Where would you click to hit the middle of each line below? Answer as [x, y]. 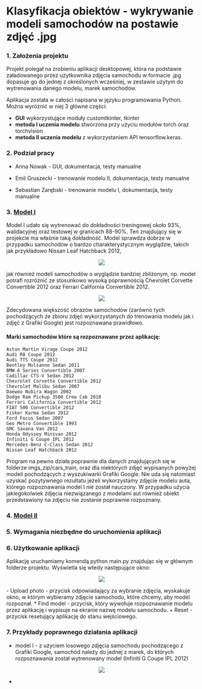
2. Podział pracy [30, 153]
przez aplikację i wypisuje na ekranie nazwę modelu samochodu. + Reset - [99, 610]
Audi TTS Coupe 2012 [32, 360]
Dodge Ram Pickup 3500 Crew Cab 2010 [54, 397]
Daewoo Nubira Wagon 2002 [39, 392]
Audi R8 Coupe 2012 [31, 355]
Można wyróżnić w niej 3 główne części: [57, 107]
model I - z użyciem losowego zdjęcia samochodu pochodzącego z [99, 645]
